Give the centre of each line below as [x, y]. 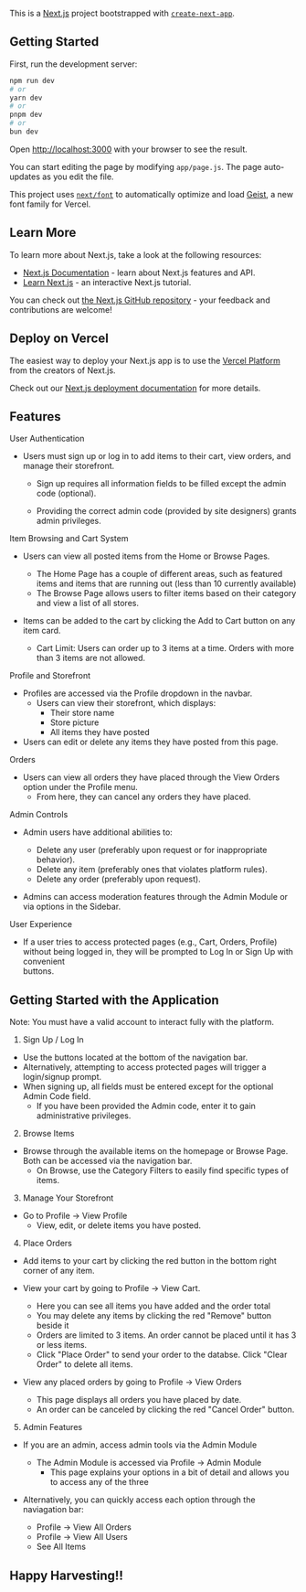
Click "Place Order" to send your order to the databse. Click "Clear [162, 1355]
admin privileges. [69, 521]
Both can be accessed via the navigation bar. [107, 1161]
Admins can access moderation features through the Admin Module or [155, 897]
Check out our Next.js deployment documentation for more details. [135, 388]
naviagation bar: [53, 1510]
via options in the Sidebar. [72, 907]
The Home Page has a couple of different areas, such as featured [159, 574]
